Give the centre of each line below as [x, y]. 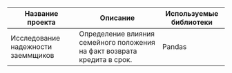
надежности [31, 46]
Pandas [174, 46]
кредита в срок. [106, 60]
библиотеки [192, 22]
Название [41, 13]
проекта [42, 22]
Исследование [36, 38]
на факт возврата [108, 51]
